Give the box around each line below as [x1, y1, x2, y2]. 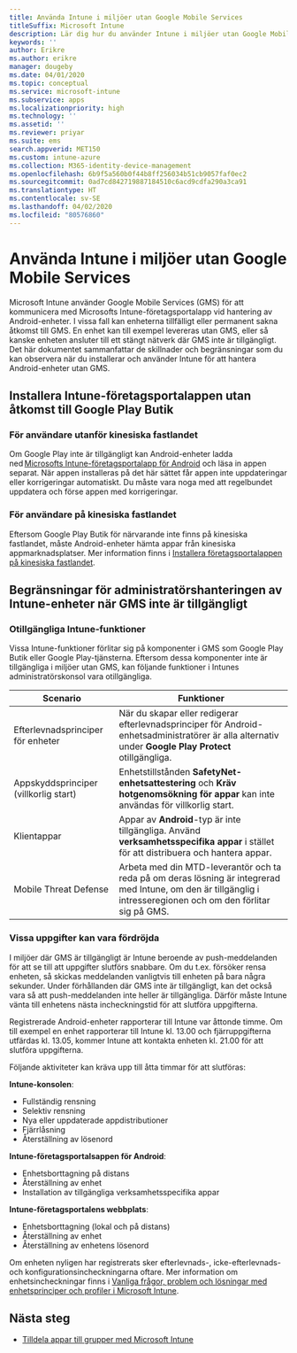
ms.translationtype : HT [9, 186, 97, 195]
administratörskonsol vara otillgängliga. [9, 671, 152, 682]
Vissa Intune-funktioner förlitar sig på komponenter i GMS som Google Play [9, 643, 284, 653]
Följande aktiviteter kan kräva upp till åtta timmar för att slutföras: [9, 1062, 246, 1072]
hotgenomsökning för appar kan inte [118, 788, 276, 800]
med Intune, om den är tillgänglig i [118, 883, 260, 895]
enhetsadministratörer [118, 730, 211, 742]
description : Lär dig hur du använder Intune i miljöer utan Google [9, 29, 267, 38]
